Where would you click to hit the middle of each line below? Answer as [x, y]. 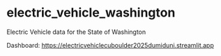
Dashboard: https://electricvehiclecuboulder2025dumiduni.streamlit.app [110, 45]
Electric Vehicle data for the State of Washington [76, 32]
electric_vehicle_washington [91, 13]
